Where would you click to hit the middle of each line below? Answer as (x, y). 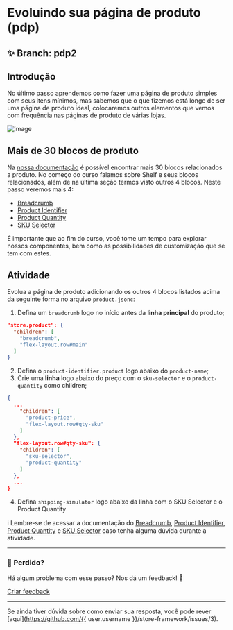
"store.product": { (35, 325)
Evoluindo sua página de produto (104, 13)
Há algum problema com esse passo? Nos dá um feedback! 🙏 (95, 578)
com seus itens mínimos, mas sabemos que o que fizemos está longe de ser (116, 101)
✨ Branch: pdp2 (42, 53)
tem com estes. (29, 253)
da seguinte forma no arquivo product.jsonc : (71, 299)
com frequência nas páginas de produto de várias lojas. (87, 115)
